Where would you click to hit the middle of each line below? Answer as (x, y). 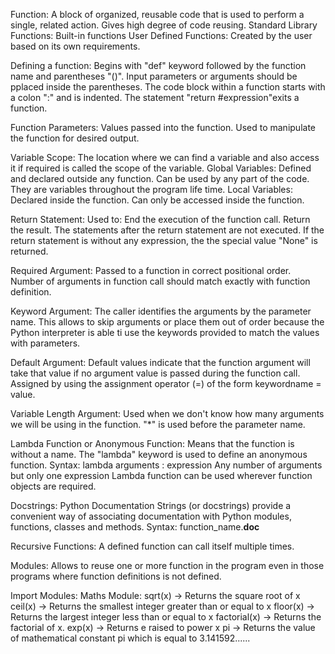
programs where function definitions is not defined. (116, 576)
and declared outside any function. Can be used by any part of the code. (160, 178)
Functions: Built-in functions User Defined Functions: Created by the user (161, 35)
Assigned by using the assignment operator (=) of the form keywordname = (166, 383)
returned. (29, 251)
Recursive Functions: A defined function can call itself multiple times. (152, 546)
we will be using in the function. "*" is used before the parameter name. (158, 424)
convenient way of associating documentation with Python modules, (151, 516)
